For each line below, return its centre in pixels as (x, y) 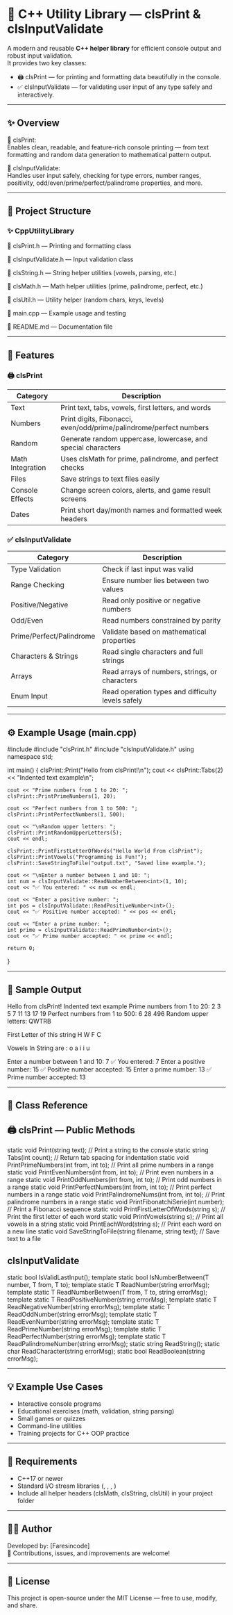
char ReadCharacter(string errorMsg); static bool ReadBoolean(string (106, 1352)
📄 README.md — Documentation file (60, 327)
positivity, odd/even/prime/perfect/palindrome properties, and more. (105, 183)
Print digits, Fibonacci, (97, 419)
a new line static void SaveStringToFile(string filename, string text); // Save (114, 1231)
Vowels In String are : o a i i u (49, 1048)
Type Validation (36, 569)
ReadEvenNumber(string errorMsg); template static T (83, 1322)
